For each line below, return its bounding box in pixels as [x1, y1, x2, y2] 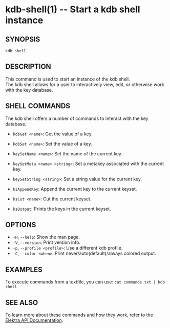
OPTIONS [5, 220, 36, 229]
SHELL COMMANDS [5, 101, 71, 111]
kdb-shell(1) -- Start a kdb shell [5, 4, 140, 15]
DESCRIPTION [5, 63, 51, 71]
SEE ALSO [5, 298, 38, 307]
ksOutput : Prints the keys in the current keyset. [12, 206, 111, 212]
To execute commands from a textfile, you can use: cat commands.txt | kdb [5, 279, 165, 285]
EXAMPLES [5, 265, 42, 274]
